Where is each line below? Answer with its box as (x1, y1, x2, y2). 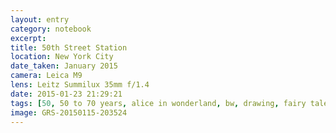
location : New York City (10, 52, 114, 62)
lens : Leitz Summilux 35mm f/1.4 (10, 80, 150, 90)
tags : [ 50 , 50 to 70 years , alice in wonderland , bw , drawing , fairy (10, 98, 307, 108)
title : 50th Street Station (10, 42, 128, 53)
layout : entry (10, 14, 70, 25)
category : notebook (10, 24, 92, 34)
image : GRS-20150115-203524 (10, 107, 128, 118)
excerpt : (10, 33, 47, 43)
